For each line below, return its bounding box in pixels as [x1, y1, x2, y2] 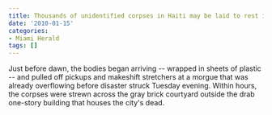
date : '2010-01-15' [8, 19, 74, 27]
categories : [8, 27, 49, 35]
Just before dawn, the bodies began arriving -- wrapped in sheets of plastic [8, 64, 261, 73]
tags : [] [8, 42, 38, 50]
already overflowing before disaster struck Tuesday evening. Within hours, [8, 81, 257, 91]
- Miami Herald [8, 34, 60, 43]
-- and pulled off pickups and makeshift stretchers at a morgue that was [8, 72, 249, 82]
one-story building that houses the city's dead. [8, 98, 165, 108]
